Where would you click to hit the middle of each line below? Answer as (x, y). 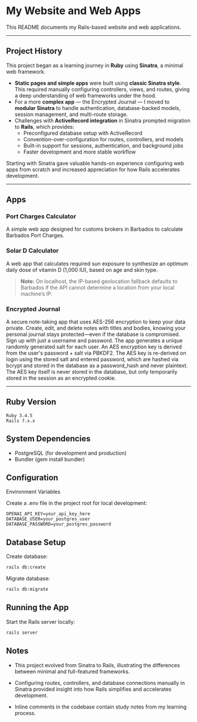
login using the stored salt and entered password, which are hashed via (92, 360)
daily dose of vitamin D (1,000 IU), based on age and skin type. (82, 269)
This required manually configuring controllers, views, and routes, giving (102, 89)
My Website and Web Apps (73, 11)
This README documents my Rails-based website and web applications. (94, 27)
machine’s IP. (36, 294)
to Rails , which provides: (44, 127)
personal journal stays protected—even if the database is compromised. (93, 334)
